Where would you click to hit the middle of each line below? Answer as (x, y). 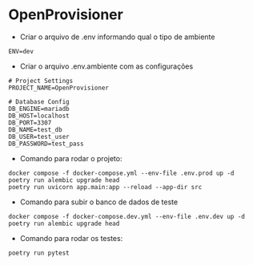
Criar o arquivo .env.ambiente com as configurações (106, 66)
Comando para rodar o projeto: (71, 158)
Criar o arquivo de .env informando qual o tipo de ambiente (117, 37)
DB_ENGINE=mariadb (39, 109)
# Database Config (39, 101)
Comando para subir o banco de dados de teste (99, 202)
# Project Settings (41, 81)
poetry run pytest (39, 253)
